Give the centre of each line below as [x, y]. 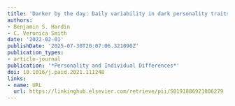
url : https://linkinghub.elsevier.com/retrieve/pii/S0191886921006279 [119, 91]
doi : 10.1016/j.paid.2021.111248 [56, 72]
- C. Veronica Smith [37, 33]
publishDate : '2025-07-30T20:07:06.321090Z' [73, 46]
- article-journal [34, 59]
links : [17, 78]
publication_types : [36, 53]
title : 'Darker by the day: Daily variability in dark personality [108, 14]
